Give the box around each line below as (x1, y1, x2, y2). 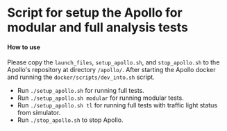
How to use (7, 43, 40, 51)
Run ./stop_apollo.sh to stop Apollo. (17, 116, 124, 124)
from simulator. (17, 109, 61, 117)
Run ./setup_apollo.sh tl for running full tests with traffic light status (17, 101, 217, 110)
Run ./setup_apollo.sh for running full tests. (17, 87, 144, 95)
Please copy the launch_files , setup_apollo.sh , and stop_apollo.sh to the (7, 58, 220, 67)
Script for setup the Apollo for (7, 5, 183, 21)
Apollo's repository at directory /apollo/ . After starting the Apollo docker (7, 66, 216, 74)
